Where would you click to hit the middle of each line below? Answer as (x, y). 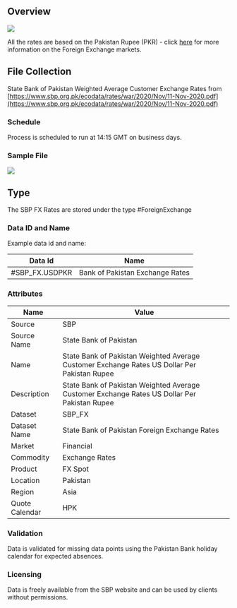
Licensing (25, 574)
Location (25, 480)
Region (23, 491)
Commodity (30, 457)
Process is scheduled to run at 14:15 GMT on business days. (95, 137)
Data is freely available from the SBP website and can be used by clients (113, 590)
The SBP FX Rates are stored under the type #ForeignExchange (100, 210)
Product (24, 469)
